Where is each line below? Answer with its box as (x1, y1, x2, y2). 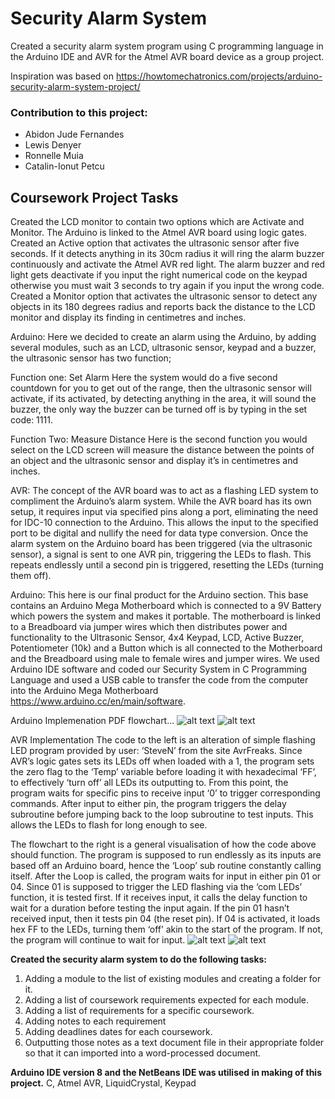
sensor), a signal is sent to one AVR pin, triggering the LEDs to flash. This (10, 548, 312, 561)
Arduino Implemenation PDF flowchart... (10, 715, 175, 727)
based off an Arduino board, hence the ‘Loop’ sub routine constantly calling (10, 860, 322, 872)
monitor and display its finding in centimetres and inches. (10, 312, 247, 324)
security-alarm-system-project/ (10, 80, 141, 92)
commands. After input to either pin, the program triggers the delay (10, 798, 287, 810)
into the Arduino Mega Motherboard (10, 685, 159, 697)
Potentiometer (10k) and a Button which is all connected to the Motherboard (10, 642, 323, 654)
